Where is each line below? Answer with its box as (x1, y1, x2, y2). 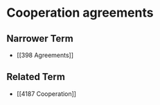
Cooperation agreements (6, 5, 154, 21)
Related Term (6, 71, 65, 83)
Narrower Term (6, 33, 73, 45)
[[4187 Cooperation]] (16, 89, 77, 98)
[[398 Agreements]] (16, 51, 74, 59)
